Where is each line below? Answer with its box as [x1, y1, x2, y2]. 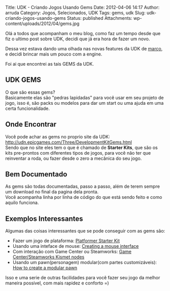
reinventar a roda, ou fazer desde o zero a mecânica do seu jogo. [5, 155, 142, 161]
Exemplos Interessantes [5, 214, 83, 223]
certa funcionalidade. [5, 105, 50, 111]
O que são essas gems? [5, 89, 55, 95]
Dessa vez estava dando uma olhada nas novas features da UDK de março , [5, 46, 163, 51]
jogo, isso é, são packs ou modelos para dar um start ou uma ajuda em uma [5, 100, 164, 106]
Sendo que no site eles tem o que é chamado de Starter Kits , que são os [5, 144, 158, 151]
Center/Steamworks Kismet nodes [12, 254, 85, 260]
